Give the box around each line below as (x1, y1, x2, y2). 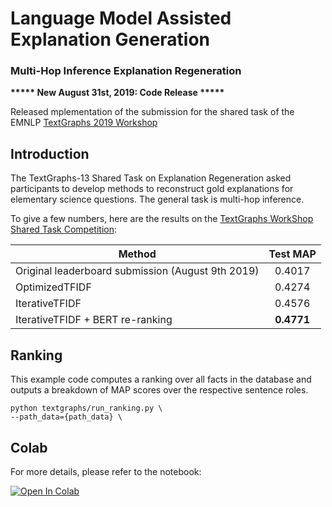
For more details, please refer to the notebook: (10, 465, 202, 477)
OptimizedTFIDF (15, 280, 92, 294)
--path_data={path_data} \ (10, 412, 123, 422)
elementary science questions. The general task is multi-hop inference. (10, 193, 305, 206)
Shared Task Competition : (10, 223, 117, 236)
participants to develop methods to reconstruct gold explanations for (10, 183, 294, 195)
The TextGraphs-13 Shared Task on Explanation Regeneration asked (10, 172, 292, 184)
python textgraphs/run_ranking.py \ (10, 403, 163, 414)
